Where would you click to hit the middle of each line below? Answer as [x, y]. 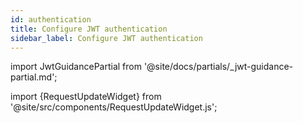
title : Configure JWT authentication [89, 29]
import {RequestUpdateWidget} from [86, 97]
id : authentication [51, 19]
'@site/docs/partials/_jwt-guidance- [218, 67]
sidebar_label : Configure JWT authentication [106, 38]
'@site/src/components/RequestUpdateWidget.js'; [114, 107]
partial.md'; [34, 77]
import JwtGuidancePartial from [76, 67]
